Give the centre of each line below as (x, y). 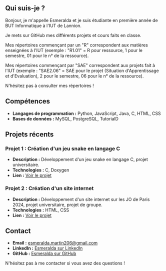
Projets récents (29, 134)
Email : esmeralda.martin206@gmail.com (55, 243)
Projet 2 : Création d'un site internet (49, 188)
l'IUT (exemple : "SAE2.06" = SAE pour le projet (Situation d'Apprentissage (82, 70)
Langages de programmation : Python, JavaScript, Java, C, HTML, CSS (86, 113)
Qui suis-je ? (25, 8)
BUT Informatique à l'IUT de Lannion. (43, 25)
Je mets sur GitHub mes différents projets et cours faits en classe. (73, 35)
